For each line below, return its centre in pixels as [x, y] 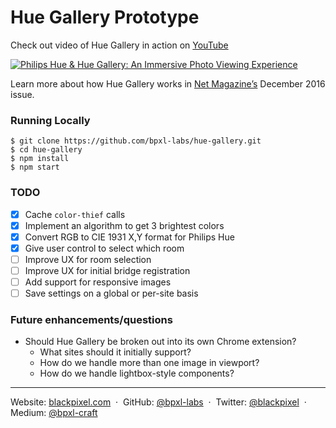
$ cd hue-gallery [46, 150]
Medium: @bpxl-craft [54, 413]
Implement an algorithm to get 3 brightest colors [124, 225]
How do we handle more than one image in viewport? [149, 363]
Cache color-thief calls [75, 214]
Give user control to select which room [104, 248]
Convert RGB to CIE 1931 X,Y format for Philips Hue [129, 237]
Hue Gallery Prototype [105, 17]
